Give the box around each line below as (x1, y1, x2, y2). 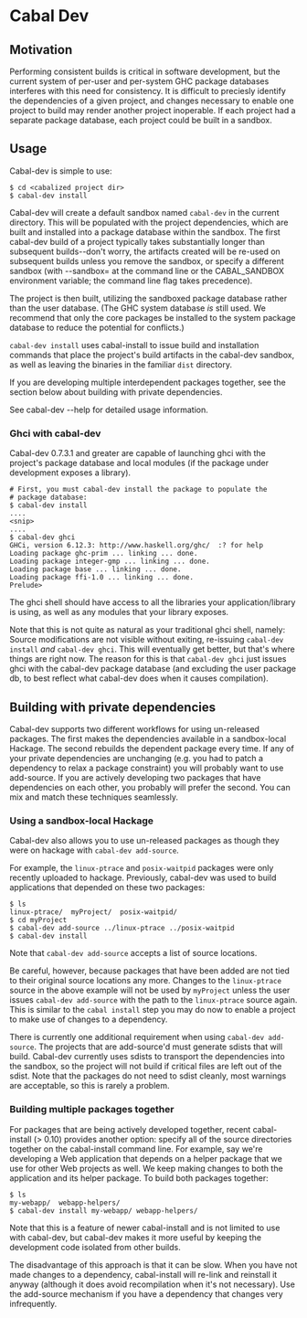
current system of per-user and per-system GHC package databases (9, 76, 270, 87)
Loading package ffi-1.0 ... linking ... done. (9, 573, 195, 582)
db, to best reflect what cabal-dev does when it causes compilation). (9, 673, 270, 684)
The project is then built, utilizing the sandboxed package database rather (9, 292, 288, 303)
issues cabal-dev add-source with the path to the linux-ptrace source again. (9, 994, 298, 1005)
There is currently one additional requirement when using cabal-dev (9, 1032, 265, 1043)
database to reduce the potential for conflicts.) (9, 322, 185, 333)
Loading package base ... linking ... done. (9, 565, 182, 574)
